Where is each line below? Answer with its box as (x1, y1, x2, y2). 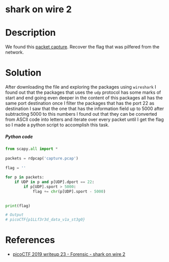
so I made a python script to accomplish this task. (5, 122, 109, 128)
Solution (5, 67, 42, 78)
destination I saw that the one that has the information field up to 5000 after (5, 106, 164, 112)
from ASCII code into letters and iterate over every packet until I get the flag (5, 116, 164, 123)
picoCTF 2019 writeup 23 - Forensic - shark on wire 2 (12, 251, 126, 257)
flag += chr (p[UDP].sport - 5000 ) (32, 189, 106, 194)
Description (5, 27, 56, 39)
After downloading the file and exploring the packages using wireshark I (5, 84, 156, 90)
